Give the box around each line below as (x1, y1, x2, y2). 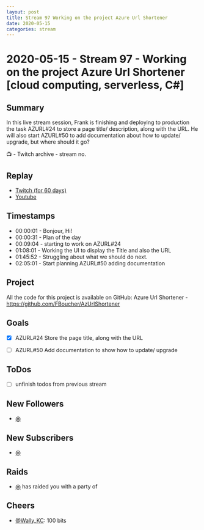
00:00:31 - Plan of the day (15, 234, 81, 241)
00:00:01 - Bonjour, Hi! (15, 227, 73, 234)
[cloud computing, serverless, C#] (6, 78, 184, 92)
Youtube (15, 193, 37, 201)
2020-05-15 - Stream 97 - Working (6, 53, 187, 66)
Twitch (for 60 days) (15, 187, 67, 194)
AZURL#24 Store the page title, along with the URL (15, 334, 144, 341)
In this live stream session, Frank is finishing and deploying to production (6, 119, 190, 126)
